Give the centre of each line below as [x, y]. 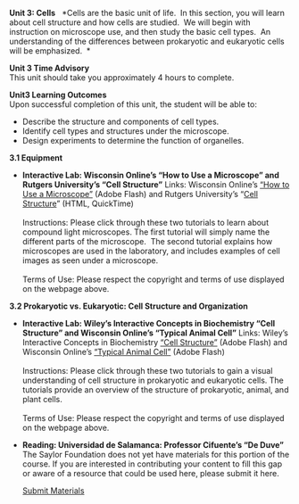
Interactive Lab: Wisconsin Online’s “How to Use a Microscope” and [150, 175]
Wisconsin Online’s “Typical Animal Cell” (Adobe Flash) [124, 352]
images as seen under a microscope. [90, 260]
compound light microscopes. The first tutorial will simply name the [146, 232]
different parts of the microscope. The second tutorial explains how [147, 241]
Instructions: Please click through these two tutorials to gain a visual [147, 371]
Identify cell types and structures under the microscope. [125, 131]
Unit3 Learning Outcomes [58, 95]
